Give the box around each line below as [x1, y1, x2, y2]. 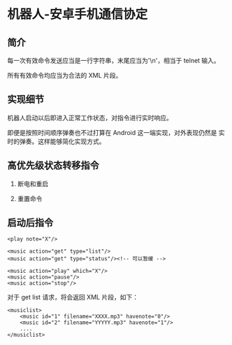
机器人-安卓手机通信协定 [7, 6, 148, 22]
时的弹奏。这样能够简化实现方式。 [7, 137, 106, 146]
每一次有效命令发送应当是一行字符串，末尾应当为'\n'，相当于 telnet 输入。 [7, 57, 220, 64]
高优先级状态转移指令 [7, 160, 99, 171]
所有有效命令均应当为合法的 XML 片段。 [7, 71, 122, 79]
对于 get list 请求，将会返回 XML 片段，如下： [7, 293, 138, 302]
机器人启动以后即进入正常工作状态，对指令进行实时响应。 [7, 113, 173, 122]
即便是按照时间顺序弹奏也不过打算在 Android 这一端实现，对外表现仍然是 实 [7, 128, 225, 136]
